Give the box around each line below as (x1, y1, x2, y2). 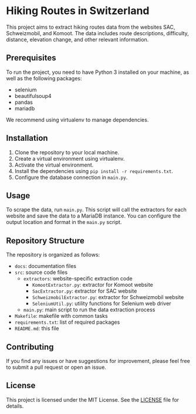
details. (6, 402, 24, 409)
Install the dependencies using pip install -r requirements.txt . (14, 167, 173, 174)
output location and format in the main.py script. (6, 219, 122, 226)
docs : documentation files (14, 263, 76, 270)
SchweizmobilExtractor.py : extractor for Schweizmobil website (32, 294, 184, 301)
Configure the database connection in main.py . (14, 174, 128, 181)
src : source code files (14, 269, 68, 276)
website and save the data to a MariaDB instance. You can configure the (6, 212, 181, 219)
